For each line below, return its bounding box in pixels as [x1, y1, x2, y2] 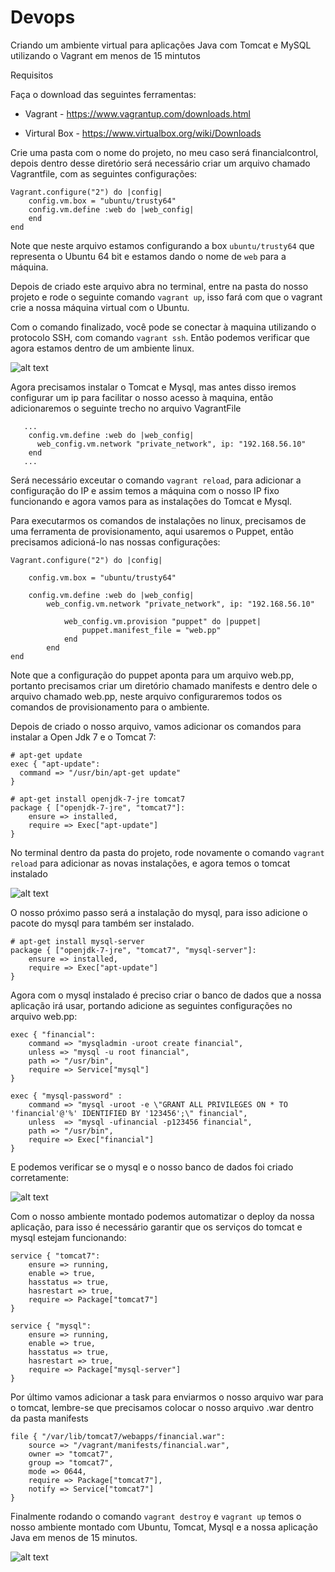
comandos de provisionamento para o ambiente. [10, 701, 210, 713]
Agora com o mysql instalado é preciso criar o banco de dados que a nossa [10, 989, 322, 1001]
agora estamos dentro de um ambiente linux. [10, 342, 195, 354]
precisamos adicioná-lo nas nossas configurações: [10, 536, 221, 548]
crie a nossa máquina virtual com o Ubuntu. [10, 301, 190, 313]
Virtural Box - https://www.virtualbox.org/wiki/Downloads [24, 127, 262, 139]
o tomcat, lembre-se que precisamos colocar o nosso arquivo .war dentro [10, 1401, 314, 1413]
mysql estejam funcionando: [10, 1231, 127, 1243]
